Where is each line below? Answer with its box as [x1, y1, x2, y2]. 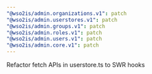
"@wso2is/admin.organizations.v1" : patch [6, 10, 127, 17]
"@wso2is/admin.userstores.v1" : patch [6, 16, 118, 23]
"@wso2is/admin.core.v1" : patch [6, 42, 99, 49]
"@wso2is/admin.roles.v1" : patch [6, 29, 102, 36]
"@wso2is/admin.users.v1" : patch [6, 36, 102, 42]
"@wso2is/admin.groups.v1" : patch [6, 23, 106, 29]
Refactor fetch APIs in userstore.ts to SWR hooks [6, 61, 145, 69]
